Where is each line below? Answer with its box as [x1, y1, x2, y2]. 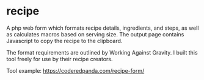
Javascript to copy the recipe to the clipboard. [6, 37, 123, 44]
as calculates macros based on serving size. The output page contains [6, 30, 184, 38]
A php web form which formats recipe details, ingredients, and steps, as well [6, 24, 199, 32]
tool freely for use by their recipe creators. [6, 55, 113, 62]
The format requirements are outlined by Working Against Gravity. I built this [6, 48, 198, 56]
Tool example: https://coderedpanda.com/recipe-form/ [6, 67, 145, 74]
